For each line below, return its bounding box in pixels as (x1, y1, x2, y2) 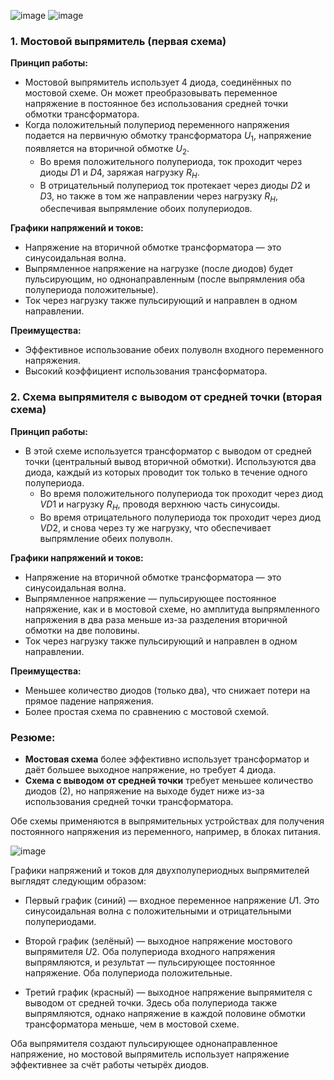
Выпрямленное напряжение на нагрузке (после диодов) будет (24, 263, 294, 275)
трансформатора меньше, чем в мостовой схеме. (24, 1018, 240, 1030)
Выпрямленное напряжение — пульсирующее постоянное (24, 592, 277, 604)
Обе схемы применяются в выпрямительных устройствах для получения (10, 815, 325, 827)
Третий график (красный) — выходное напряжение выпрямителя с (24, 986, 313, 998)
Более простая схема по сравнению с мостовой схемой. (24, 705, 270, 717)
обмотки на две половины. (24, 624, 140, 636)
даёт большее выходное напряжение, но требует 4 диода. (24, 763, 277, 775)
